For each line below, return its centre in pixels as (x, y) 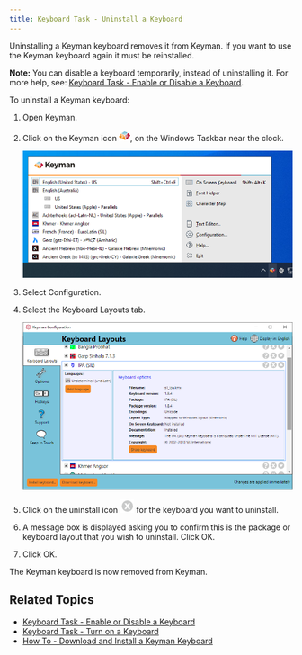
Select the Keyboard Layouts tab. (84, 310)
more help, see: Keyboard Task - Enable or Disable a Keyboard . (127, 82)
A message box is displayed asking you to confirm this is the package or (156, 527)
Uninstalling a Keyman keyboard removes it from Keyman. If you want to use (151, 46)
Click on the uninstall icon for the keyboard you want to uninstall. (150, 510)
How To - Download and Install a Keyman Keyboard (117, 641)
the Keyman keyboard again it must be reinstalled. (102, 55)
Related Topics (52, 600)
